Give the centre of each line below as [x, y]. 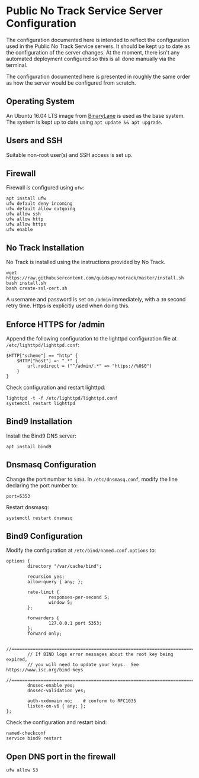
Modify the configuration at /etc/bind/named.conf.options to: [81, 550]
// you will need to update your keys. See [83, 665]
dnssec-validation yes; [57, 691]
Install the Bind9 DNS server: [41, 436]
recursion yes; [46, 577]
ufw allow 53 [22, 770]
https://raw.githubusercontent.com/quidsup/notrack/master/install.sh [95, 278]
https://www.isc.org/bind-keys [45, 670]
